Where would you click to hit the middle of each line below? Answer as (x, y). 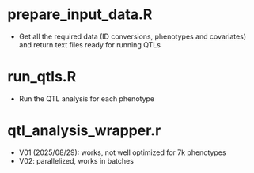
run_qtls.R (42, 77)
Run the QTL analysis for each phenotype (87, 98)
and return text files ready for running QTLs (90, 44)
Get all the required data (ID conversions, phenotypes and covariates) (133, 36)
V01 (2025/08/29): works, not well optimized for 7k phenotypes (122, 152)
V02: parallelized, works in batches (76, 160)
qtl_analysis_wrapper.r (84, 131)
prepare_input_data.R (80, 15)
